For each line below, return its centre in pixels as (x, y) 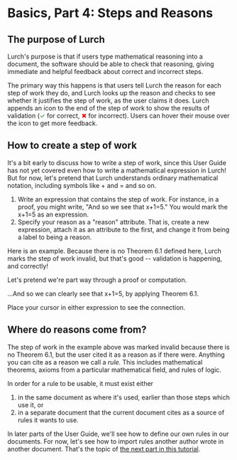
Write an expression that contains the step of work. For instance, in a (118, 199)
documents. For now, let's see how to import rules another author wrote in (116, 441)
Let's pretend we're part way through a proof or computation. (97, 280)
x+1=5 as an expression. (53, 214)
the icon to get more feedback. (53, 123)
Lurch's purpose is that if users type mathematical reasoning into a (105, 56)
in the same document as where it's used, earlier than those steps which (124, 397)
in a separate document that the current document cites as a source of (121, 412)
